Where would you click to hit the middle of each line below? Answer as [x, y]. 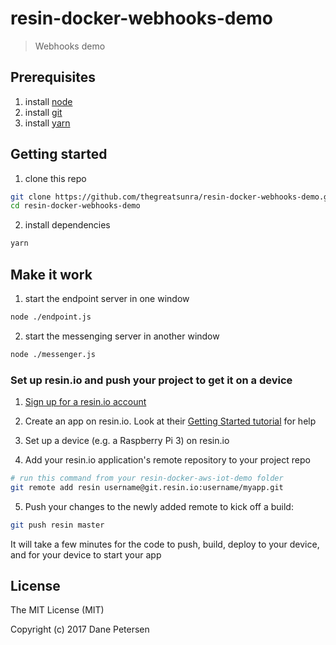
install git [43, 112]
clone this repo [55, 178]
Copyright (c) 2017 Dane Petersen [80, 629]
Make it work [51, 274]
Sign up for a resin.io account [85, 402]
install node [48, 101]
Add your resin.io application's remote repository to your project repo [167, 460]
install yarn [47, 123]
